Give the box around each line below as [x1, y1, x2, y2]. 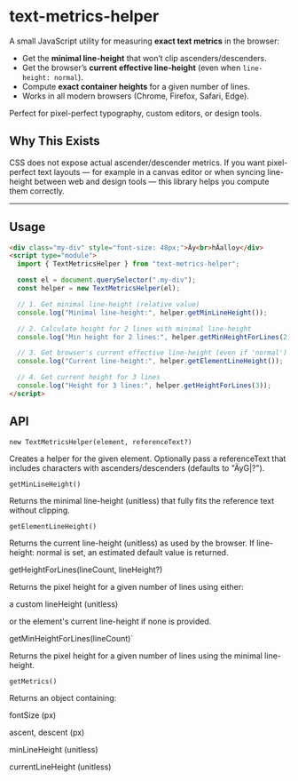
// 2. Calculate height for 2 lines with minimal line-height [17, 324, 252, 333]
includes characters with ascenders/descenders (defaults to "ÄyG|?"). [9, 462, 265, 473]
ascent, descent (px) [9, 727, 85, 737]
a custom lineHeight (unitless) [9, 598, 119, 610]
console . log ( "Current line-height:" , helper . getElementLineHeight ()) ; [17, 357, 284, 366]
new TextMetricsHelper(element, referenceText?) [9, 437, 192, 446]
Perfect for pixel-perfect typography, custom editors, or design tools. [9, 108, 262, 118]
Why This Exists [9, 133, 100, 148]
